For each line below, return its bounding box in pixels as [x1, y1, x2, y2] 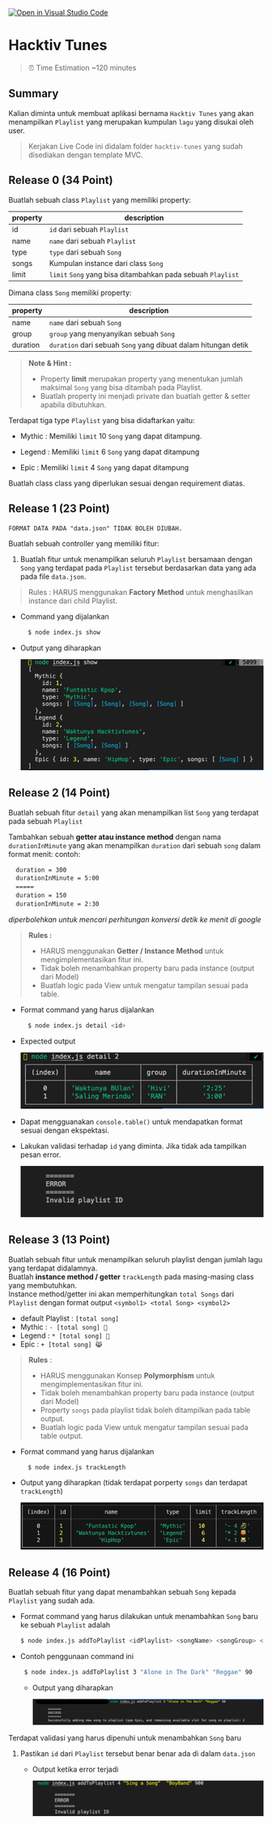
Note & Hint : [28, 358, 72, 368]
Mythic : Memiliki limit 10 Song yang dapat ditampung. [19, 431, 202, 441]
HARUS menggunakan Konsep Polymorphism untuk [40, 1370, 215, 1380]
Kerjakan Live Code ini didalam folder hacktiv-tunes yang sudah [28, 141, 243, 151]
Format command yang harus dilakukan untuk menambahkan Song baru [19, 1611, 259, 1621]
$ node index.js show [28, 628, 101, 636]
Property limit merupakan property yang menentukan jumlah [40, 374, 243, 383]
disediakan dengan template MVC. [28, 150, 143, 160]
